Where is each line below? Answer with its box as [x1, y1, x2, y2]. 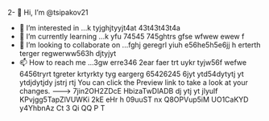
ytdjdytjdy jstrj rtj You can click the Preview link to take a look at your [19, 78, 249, 87]
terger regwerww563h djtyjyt [19, 49, 117, 58]
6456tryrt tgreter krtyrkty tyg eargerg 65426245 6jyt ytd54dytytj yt [19, 69, 245, 79]
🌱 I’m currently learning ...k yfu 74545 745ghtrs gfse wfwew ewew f [19, 32, 245, 41]
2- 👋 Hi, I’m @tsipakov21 [7, 8, 89, 17]
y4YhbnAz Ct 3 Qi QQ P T [19, 103, 106, 112]
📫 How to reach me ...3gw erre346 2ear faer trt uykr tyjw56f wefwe [19, 58, 247, 67]
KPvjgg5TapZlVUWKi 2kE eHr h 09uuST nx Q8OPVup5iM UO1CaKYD [19, 95, 249, 104]
